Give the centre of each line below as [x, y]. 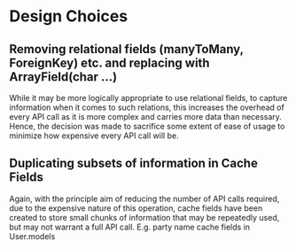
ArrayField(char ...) [63, 77]
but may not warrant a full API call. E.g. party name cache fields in [130, 227]
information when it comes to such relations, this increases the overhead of [147, 107]
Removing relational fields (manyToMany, [126, 49]
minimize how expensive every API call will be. [94, 136]
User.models [32, 236]
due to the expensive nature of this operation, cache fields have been [136, 208]
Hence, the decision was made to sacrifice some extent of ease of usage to [147, 126]
